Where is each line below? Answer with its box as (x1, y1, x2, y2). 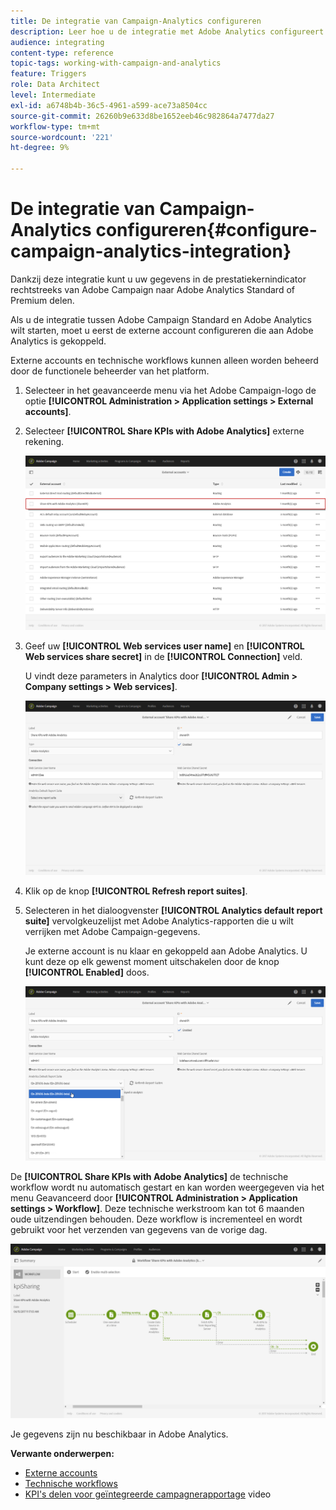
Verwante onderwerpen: (10, 1447, 115, 1459)
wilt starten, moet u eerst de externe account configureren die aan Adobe (10, 324, 314, 336)
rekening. (24, 435, 65, 447)
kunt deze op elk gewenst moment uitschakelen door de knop (24, 955, 280, 967)
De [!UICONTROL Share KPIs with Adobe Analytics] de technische (10, 1170, 289, 1182)
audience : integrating (10, 37, 105, 47)
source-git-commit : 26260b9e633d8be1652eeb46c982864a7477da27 (10, 111, 275, 121)
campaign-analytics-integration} (10, 240, 292, 263)
